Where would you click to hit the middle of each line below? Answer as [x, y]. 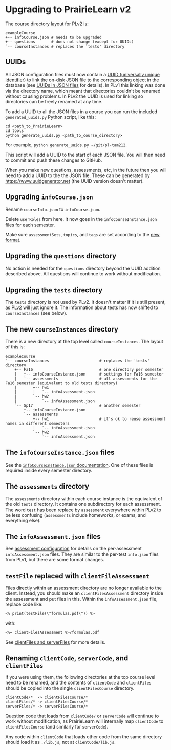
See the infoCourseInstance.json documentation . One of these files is [79, 465]
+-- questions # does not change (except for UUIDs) [70, 42]
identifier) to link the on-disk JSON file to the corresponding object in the [82, 80]
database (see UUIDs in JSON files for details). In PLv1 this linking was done [85, 85]
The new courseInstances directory [62, 329]
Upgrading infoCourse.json [49, 197]
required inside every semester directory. [49, 470]
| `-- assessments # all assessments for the [86, 379]
